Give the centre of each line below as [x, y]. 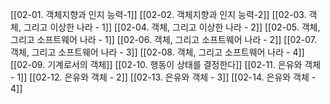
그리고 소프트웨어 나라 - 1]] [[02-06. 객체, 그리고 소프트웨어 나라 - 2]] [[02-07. [164, 39]
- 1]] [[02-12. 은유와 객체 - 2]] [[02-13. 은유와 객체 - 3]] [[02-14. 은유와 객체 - [163, 77]
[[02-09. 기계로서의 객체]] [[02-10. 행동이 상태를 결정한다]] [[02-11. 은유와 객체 [166, 64]
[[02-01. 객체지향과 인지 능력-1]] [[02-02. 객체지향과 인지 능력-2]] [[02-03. [158, 14]
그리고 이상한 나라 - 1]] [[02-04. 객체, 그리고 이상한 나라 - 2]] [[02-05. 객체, [172, 27]
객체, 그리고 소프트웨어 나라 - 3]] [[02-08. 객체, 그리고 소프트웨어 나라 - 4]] [157, 52]
